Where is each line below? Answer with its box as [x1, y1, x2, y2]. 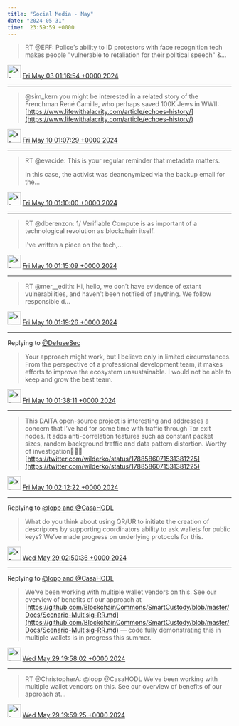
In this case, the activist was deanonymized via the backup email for [24, 170, 225, 179]
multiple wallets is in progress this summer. [24, 633, 152, 642]
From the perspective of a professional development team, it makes [24, 360, 223, 369]
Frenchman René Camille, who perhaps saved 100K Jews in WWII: [24, 100, 219, 108]
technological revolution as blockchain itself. [24, 227, 155, 235]
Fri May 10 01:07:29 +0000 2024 [22, 136, 119, 145]
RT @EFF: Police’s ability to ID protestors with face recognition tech [24, 44, 223, 52]
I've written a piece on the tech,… [24, 240, 123, 250]
